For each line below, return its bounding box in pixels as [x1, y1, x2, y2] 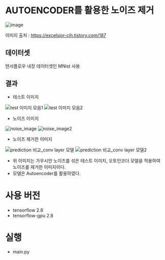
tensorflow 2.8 [12, 207, 43, 213]
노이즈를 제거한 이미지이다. [12, 164, 66, 170]
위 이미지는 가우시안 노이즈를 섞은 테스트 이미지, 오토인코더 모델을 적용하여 [12, 157, 161, 164]
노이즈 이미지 [12, 115, 39, 121]
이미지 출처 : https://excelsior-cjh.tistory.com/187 [5, 32, 107, 38]
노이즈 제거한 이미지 [12, 136, 52, 142]
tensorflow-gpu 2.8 [12, 212, 53, 218]
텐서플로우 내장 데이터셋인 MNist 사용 [5, 63, 80, 69]
